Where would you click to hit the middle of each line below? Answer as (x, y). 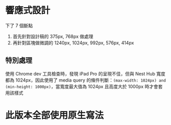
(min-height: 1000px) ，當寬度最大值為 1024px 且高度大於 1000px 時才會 (82, 86)
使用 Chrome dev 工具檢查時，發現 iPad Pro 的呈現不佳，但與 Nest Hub (80, 73)
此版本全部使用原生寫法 (55, 115)
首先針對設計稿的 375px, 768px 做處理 (53, 36)
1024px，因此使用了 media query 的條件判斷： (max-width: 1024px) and (90, 80)
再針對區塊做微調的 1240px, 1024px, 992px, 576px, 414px (73, 43)
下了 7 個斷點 (19, 26)
